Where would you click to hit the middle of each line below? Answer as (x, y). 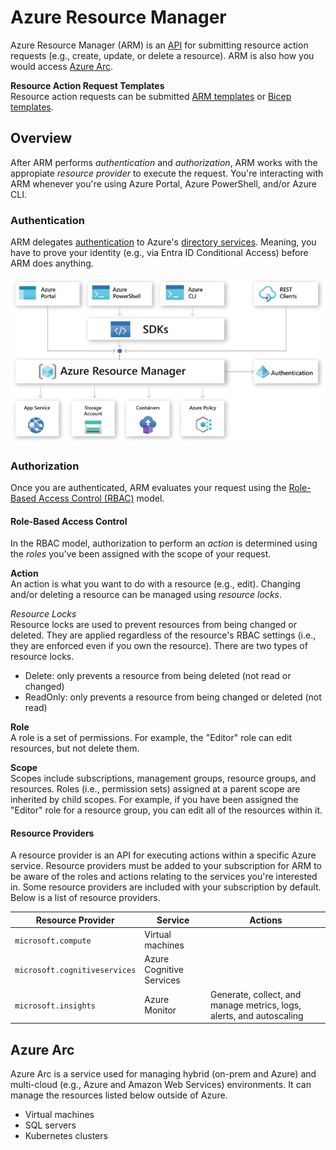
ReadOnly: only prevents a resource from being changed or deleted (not (173, 697)
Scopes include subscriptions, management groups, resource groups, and (163, 778)
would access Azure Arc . (62, 66)
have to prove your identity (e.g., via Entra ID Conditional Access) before (159, 253)
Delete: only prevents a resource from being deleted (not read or (158, 676)
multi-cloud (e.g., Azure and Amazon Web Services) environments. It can (161, 1084)
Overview (41, 138)
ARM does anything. (52, 263)
